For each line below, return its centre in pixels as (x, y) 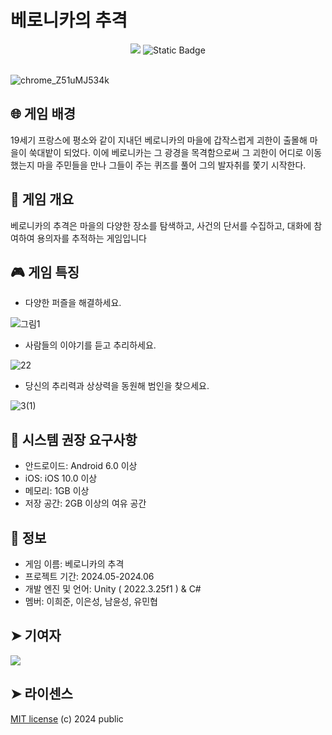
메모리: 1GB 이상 (57, 491)
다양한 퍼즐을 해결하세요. (73, 303)
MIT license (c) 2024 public (67, 718)
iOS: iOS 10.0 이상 (61, 478)
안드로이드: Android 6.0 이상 (81, 466)
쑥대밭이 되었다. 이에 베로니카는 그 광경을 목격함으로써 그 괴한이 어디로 (166, 152)
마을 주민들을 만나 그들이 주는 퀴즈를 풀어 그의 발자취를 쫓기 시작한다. (171, 165)
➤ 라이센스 (41, 694)
